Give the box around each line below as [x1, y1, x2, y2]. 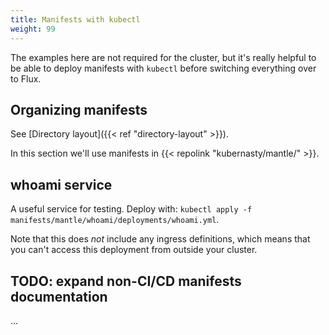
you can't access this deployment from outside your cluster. [10, 244, 258, 256]
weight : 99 [10, 24, 56, 34]
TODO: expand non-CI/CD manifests [10, 272, 242, 290]
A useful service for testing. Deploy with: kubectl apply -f [10, 203, 253, 215]
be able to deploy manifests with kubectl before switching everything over [10, 62, 317, 74]
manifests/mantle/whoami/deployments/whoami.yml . [10, 214, 220, 226]
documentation [10, 288, 108, 305]
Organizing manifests [10, 101, 148, 118]
